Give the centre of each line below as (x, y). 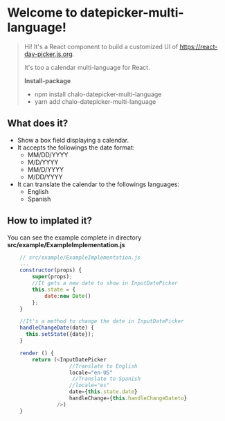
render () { (37, 353)
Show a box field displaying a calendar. (73, 140)
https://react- (199, 46)
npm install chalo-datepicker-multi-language (98, 94)
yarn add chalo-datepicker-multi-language (95, 101)
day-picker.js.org (48, 54)
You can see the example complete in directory (74, 238)
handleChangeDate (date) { (57, 328)
